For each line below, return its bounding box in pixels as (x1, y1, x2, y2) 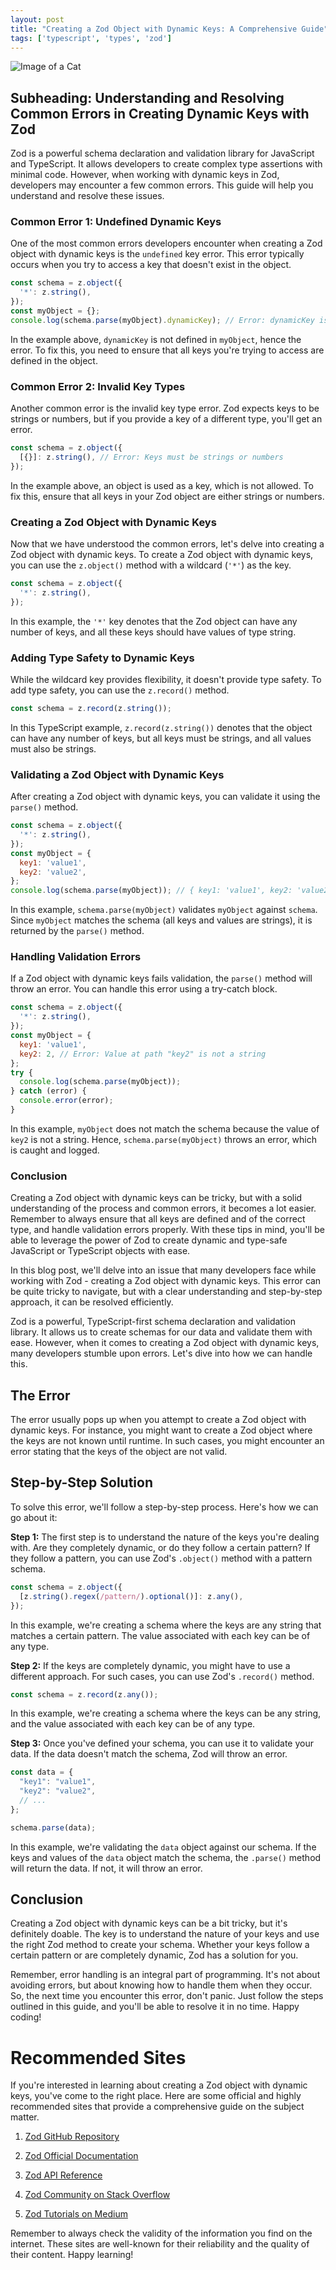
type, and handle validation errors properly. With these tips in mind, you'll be (10, 1224, 325, 1236)
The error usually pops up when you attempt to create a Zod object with (10, 1414, 307, 1426)
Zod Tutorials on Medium (24, 2208, 128, 2220)
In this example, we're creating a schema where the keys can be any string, (10, 1707, 322, 1720)
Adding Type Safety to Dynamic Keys (10, 651, 195, 665)
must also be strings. (10, 742, 97, 755)
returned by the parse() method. (10, 925, 145, 937)
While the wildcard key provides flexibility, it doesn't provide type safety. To (10, 674, 322, 685)
